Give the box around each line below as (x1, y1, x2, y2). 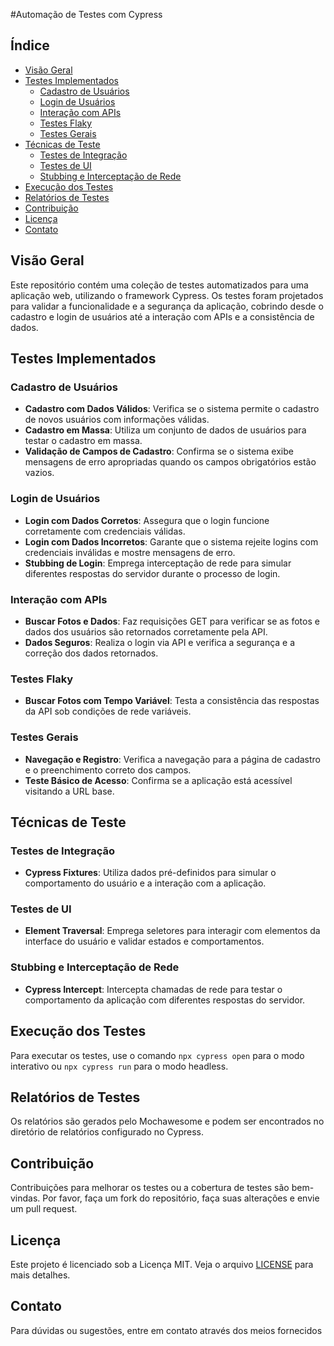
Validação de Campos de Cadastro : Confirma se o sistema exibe (24, 445, 294, 458)
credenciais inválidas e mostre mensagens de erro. (24, 546, 236, 558)
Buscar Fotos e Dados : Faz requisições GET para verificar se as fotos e (24, 615, 320, 627)
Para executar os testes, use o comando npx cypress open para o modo (10, 1049, 305, 1061)
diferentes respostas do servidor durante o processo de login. (24, 567, 281, 579)
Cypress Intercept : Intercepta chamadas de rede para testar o (24, 983, 283, 995)
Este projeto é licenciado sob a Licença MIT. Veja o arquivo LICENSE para (10, 1259, 314, 1271)
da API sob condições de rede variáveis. (24, 705, 192, 718)
